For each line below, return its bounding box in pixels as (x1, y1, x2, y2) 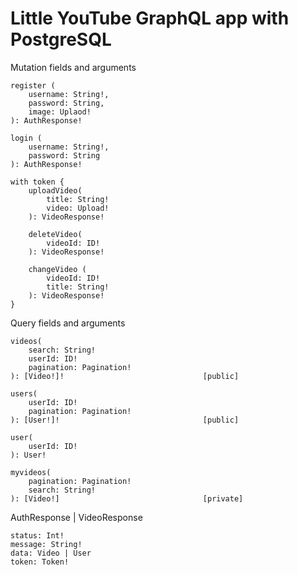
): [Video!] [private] (10, 493, 244, 504)
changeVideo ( (28, 264, 87, 274)
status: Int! (10, 530, 65, 541)
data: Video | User (10, 548, 92, 558)
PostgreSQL (10, 28, 112, 51)
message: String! (10, 539, 83, 549)
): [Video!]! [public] (10, 371, 240, 381)
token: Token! (10, 557, 70, 567)
